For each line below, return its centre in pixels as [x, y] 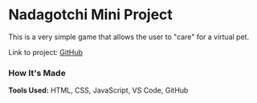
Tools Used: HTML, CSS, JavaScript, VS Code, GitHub [98, 90]
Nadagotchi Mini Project [90, 15]
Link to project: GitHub [45, 52]
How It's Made [37, 73]
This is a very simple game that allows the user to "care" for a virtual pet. [129, 37]
